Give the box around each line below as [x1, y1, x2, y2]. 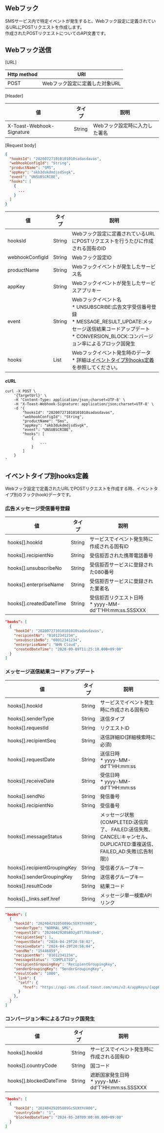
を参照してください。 [72, 364, 121, 371]
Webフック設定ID [72, 254, 112, 261]
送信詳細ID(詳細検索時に [100, 734, 156, 741]
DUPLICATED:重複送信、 [100, 840, 157, 847]
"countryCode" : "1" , [14, 1110, 56, 1115]
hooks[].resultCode [7, 882, 52, 889]
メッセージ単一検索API [100, 892, 152, 898]
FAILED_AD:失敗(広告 [100, 848, 148, 855]
